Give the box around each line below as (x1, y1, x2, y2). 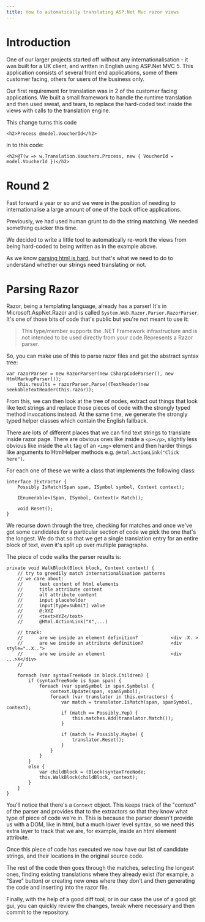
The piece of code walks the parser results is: (6, 553, 122, 561)
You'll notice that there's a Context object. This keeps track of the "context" (6, 801, 197, 809)
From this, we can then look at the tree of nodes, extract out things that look (6, 398, 198, 405)
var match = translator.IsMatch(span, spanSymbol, (61, 699, 193, 705)
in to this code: (6, 141, 44, 148)
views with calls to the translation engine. (6, 107, 111, 114)
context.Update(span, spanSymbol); (50, 688, 141, 695)
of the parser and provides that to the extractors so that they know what (6, 808, 188, 815)
